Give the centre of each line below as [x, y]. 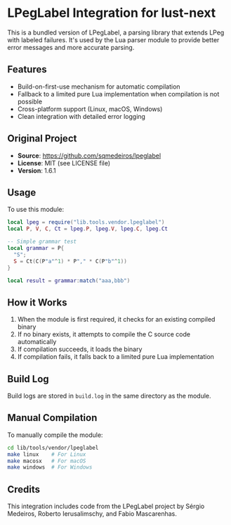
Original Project [42, 139]
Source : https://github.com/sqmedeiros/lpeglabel [89, 156]
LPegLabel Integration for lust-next [112, 13]
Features [27, 69]
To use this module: [36, 210]
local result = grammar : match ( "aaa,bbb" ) [69, 280]
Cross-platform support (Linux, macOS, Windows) [90, 109]
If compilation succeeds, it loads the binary [80, 349]
